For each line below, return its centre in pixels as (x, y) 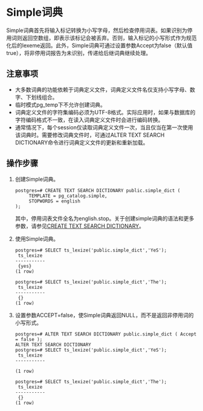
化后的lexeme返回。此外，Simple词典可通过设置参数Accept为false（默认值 (99, 45)
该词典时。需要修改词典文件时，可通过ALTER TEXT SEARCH (90, 135)
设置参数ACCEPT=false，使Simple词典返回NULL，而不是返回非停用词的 (104, 315)
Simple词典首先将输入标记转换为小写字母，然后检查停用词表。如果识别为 (97, 30)
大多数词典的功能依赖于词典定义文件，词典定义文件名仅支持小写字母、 (102, 89)
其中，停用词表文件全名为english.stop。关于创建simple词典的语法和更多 (105, 218)
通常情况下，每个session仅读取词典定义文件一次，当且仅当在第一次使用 (104, 127)
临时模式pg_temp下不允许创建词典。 (60, 105)
